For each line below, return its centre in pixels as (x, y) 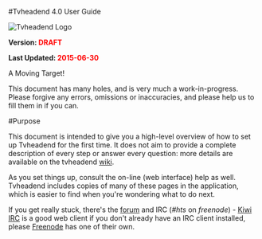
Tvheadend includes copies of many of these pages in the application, (123, 186)
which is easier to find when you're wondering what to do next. (111, 194)
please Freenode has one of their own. (72, 227)
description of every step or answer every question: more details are (121, 153)
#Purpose (25, 121)
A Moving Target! (37, 73)
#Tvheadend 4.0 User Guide (55, 12)
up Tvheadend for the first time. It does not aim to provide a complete (122, 145)
